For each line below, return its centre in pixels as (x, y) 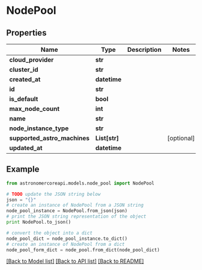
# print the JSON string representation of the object (76, 217)
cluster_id (24, 70)
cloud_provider (32, 60)
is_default (24, 99)
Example (23, 169)
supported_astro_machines (50, 138)
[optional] (181, 138)
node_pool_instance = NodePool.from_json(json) (67, 211)
